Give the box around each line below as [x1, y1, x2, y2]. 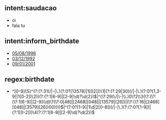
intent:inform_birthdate [4, 37, 79, 45]
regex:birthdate [4, 75, 55, 84]
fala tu [11, 22, 25, 28]
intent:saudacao [4, 4, 57, 12]
